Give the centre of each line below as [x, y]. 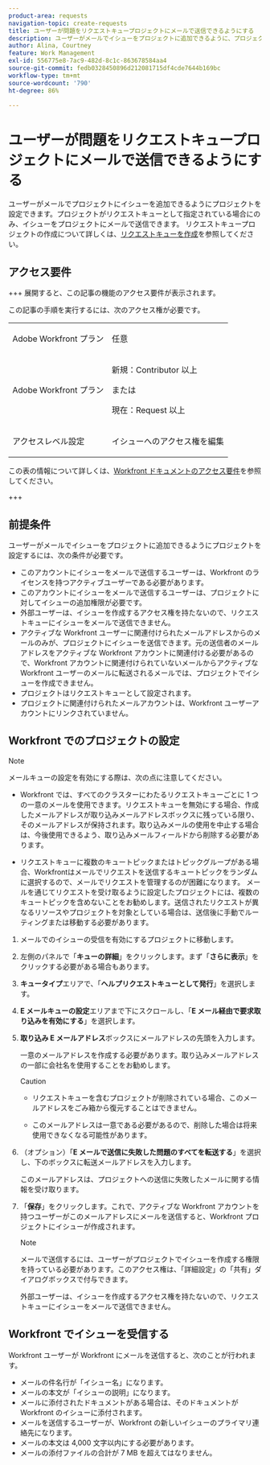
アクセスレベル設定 [49, 442]
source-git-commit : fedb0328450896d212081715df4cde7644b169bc [115, 68]
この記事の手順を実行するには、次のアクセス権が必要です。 [106, 310]
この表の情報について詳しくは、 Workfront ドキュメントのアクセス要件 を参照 [135, 471]
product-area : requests [48, 16]
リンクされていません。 [94, 713]
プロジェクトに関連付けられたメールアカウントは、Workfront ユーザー [136, 703]
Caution [33, 1081]
